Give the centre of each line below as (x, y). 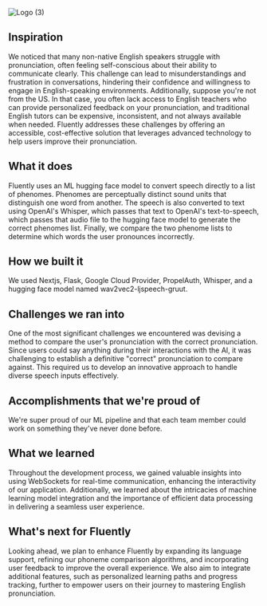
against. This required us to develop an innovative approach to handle (123, 368)
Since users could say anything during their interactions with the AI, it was (130, 350)
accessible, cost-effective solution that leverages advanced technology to (130, 132)
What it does (41, 166)
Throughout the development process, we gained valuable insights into (125, 472)
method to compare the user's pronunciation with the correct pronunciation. (133, 342)
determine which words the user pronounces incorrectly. (102, 236)
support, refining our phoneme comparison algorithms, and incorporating (129, 559)
